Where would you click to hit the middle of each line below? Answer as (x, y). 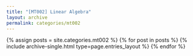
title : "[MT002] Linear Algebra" (49, 12)
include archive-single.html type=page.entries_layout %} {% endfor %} (96, 46)
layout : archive (27, 17)
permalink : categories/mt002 (43, 23)
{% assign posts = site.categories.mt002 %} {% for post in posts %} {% (97, 40)
